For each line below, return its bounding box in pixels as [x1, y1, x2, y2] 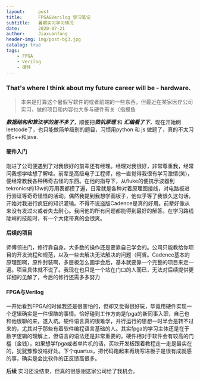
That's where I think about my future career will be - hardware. [6, 84, 191, 92]
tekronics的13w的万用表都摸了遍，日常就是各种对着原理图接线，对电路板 [6, 184, 185, 191]
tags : [6, 48, 20, 54]
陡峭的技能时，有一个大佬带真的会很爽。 [6, 214, 105, 221]
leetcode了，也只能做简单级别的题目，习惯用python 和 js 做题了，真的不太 [6, 126, 189, 133]
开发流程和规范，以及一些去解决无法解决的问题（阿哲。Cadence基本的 [16, 251, 190, 258]
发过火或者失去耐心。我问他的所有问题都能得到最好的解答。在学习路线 [21, 207, 194, 214]
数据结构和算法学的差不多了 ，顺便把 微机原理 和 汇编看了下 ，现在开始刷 [6, 118, 182, 125]
